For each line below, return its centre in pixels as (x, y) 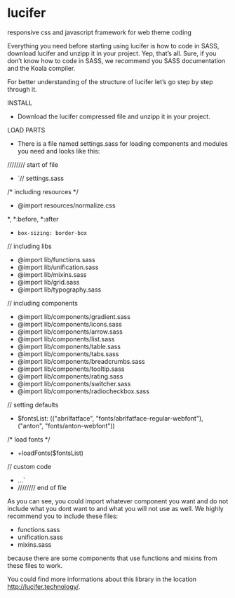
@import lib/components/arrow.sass (70, 332)
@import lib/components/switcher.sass (74, 383)
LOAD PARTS (26, 130)
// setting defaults (33, 405)
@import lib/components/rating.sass (70, 376)
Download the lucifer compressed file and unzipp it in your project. (114, 116)
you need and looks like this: (59, 151)
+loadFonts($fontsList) (51, 453)
